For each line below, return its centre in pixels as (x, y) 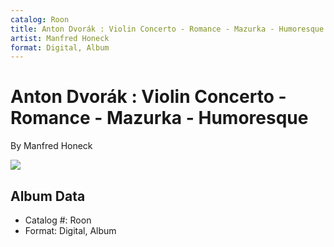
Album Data (48, 196)
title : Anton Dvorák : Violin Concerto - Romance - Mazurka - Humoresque (167, 29)
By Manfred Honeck (51, 146)
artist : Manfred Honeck (60, 38)
